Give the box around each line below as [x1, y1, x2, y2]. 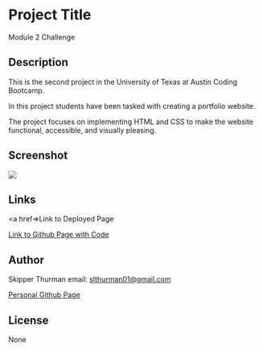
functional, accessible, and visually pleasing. [8, 125, 157, 134]
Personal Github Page [8, 290, 80, 299]
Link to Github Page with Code [8, 229, 109, 239]
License [8, 313, 49, 327]
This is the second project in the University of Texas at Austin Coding [8, 76, 238, 86]
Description [8, 56, 68, 69]
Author [8, 253, 44, 266]
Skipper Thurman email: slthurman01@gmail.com [8, 275, 171, 284]
